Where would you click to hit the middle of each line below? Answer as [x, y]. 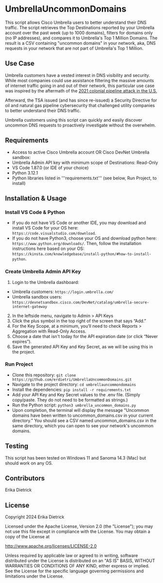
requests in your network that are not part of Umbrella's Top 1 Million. [74, 48]
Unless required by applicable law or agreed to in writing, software [72, 556]
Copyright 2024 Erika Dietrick [35, 517]
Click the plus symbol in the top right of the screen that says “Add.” [79, 321]
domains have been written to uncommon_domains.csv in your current [82, 415]
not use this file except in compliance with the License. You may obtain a [78, 531]
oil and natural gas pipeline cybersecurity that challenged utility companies [80, 105]
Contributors [25, 478]
